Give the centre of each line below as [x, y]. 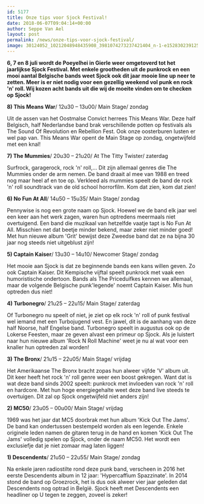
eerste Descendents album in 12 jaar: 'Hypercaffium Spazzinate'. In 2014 [97, 475]
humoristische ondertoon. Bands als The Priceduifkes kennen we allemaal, [100, 278]
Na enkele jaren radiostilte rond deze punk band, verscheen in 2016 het [96, 469]
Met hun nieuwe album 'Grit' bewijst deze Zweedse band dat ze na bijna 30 [101, 236]
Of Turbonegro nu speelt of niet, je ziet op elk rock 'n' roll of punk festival [98, 315]
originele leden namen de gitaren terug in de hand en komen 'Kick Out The [100, 433]
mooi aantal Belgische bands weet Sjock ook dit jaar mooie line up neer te [101, 76]
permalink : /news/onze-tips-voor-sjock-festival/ [71, 40]
